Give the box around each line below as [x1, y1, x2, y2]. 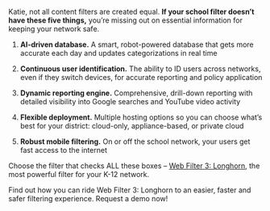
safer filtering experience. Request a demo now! [8, 194, 168, 203]
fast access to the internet [19, 146, 107, 154]
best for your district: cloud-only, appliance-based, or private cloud [19, 121, 244, 130]
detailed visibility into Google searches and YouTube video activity [19, 97, 241, 106]
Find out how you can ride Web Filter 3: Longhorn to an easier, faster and [8, 185, 251, 195]
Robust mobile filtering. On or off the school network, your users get [19, 137, 251, 146]
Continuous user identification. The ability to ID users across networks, [19, 64, 261, 74]
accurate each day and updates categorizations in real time [19, 49, 218, 57]
